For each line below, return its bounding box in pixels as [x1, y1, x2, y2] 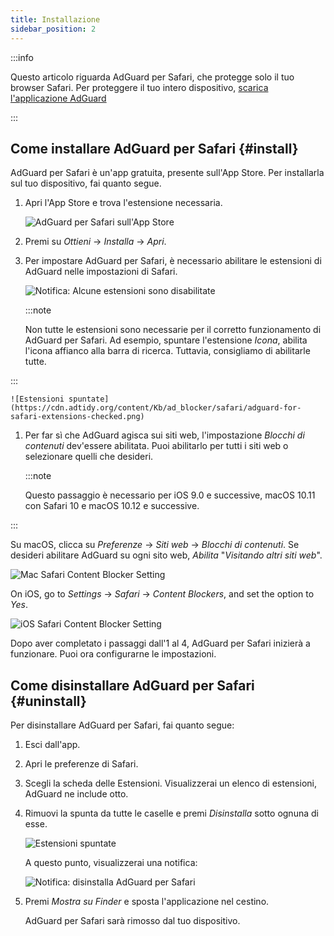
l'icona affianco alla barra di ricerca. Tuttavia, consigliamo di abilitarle [24, 345, 311, 357]
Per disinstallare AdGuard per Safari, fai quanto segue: [10, 719, 235, 731]
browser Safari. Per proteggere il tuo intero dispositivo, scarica [10, 81, 269, 93]
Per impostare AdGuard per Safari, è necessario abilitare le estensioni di [24, 255, 322, 267]
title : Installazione [10, 14, 101, 25]
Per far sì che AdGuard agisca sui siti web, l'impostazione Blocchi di [24, 429, 305, 441]
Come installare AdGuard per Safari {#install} [10, 140, 299, 157]
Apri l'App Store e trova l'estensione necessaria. [24, 197, 223, 209]
